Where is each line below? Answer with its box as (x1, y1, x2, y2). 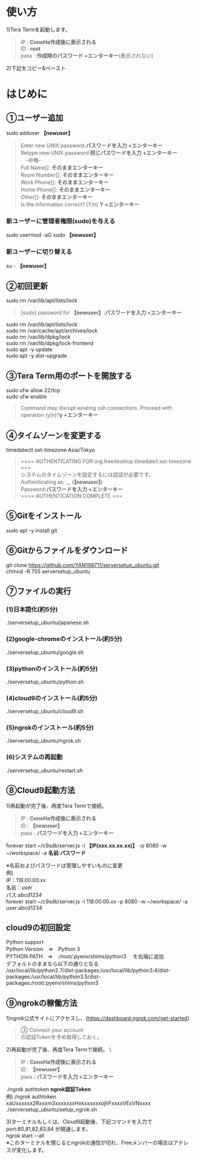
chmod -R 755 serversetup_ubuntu (6, 568, 91, 575)
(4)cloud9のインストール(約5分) (6, 694, 98, 702)
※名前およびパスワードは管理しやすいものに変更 (6, 862, 123, 869)
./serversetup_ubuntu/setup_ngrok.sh (6, 1106, 97, 1113)
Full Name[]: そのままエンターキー (20, 164, 103, 171)
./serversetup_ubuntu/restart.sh (6, 767, 84, 774)
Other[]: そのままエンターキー (20, 193, 93, 200)
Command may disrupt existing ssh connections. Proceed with (20, 405, 172, 412)
